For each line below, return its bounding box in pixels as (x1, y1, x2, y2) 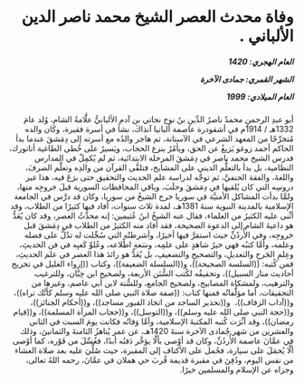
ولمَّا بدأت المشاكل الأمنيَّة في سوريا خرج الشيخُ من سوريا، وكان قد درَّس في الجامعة (14, 191, 294, 202)
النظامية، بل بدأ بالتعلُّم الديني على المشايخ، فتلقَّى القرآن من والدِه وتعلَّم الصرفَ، (24, 162, 294, 173)
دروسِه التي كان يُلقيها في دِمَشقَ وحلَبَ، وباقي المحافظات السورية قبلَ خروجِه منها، (16, 181, 294, 192)
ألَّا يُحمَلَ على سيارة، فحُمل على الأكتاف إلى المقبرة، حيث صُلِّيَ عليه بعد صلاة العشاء (14, 345, 294, 356)
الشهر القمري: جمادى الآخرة (199, 73, 294, 84)
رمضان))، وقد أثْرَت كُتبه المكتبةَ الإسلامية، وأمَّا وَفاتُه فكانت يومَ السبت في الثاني (29, 316, 294, 327)
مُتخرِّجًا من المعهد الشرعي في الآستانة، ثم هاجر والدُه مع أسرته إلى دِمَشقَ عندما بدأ (15, 133, 294, 144)
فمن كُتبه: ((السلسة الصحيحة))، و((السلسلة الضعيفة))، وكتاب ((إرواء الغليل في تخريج (11, 258, 294, 269)
